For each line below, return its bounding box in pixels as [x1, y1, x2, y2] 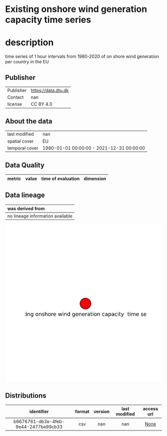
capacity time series [5, 14, 91, 25]
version [93, 408, 110, 415]
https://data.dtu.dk [30, 87, 69, 93]
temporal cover [7, 145, 39, 151]
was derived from [7, 206, 45, 212]
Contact [7, 94, 24, 100]
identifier [29, 408, 49, 415]
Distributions [5, 391, 47, 400]
